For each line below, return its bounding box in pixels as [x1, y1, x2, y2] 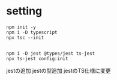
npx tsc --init [6, 34, 44, 40]
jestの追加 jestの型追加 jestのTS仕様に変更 [6, 67, 111, 74]
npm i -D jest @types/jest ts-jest [6, 50, 95, 57]
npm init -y [6, 24, 36, 30]
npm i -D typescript [6, 29, 58, 35]
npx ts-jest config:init [6, 55, 68, 61]
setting [6, 4, 43, 18]
